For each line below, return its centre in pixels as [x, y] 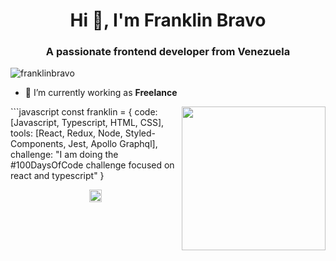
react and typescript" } [57, 176]
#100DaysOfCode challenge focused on [92, 165]
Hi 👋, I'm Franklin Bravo [168, 20]
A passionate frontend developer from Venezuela [168, 52]
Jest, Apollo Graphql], [113, 144]
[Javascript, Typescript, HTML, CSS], [87, 123]
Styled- [140, 133]
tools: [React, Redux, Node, [66, 133]
